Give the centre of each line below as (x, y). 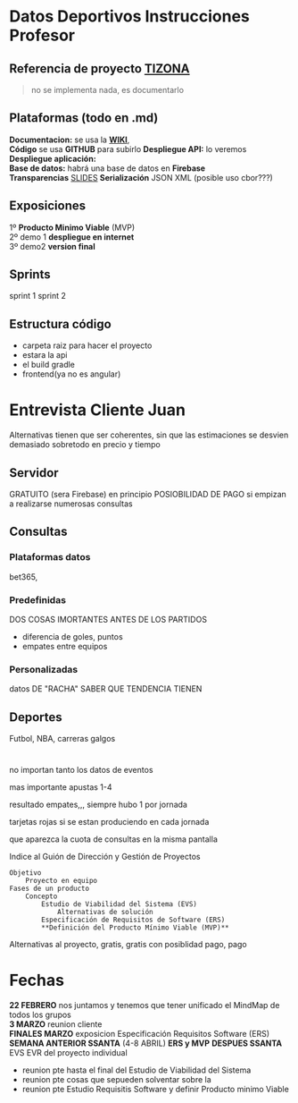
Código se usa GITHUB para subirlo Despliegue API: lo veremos (128, 148)
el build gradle (49, 365)
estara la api (45, 355)
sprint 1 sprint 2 (38, 296)
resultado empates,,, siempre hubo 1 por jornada (98, 805)
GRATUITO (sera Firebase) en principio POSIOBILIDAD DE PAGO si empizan (148, 494)
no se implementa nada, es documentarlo (108, 90)
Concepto (41, 896)
